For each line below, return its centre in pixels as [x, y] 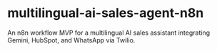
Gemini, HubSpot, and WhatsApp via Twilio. [71, 40]
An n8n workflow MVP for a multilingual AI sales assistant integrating [109, 33]
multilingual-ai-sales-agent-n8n [106, 13]
